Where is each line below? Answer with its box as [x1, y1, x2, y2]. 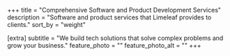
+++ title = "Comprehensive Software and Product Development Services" [7, 6, 222, 14]
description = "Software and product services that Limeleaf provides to [7, 13, 212, 21]
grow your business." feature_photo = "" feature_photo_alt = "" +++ [7, 41, 202, 49]
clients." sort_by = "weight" [7, 21, 86, 28]
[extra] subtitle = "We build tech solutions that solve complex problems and [7, 34, 224, 42]
